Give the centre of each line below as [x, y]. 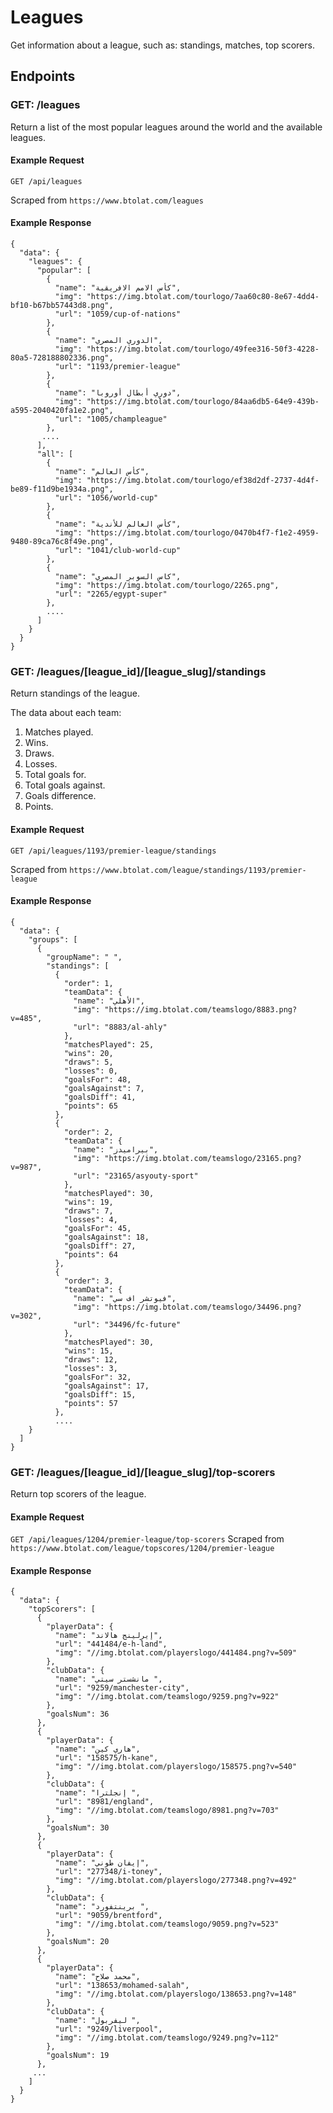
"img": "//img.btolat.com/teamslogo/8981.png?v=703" [167, 1811]
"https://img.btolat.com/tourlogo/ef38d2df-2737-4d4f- [203, 481]
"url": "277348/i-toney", [108, 1872]
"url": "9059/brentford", [108, 1916]
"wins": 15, [88, 1351]
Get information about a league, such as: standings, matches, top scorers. [162, 45]
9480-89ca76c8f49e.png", [62, 542]
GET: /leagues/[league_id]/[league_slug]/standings [138, 671]
